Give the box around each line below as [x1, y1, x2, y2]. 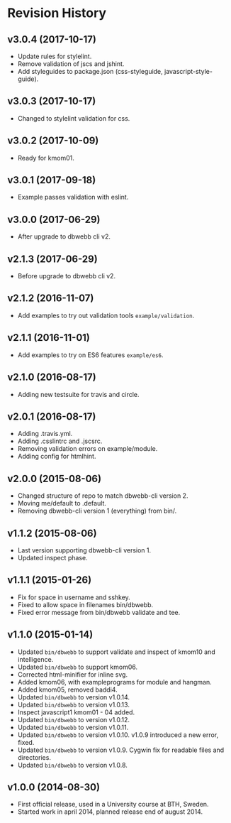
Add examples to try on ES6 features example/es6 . [17, 350, 164, 359]
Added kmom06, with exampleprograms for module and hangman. [17, 677, 213, 686]
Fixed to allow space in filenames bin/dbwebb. [17, 600, 154, 609]
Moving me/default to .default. [17, 499, 106, 508]
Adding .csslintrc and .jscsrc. [17, 437, 103, 445]
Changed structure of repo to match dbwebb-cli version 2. [17, 491, 188, 500]
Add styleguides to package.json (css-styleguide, [17, 67, 163, 75]
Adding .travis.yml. [17, 430, 73, 438]
